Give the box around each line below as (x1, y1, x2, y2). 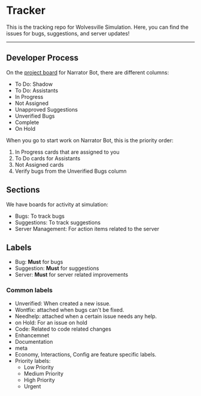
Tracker (6, 4, 46, 17)
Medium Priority (23, 370, 64, 377)
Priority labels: (14, 357, 51, 364)
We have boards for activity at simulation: (6, 200, 109, 208)
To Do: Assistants (14, 86, 59, 94)
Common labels (6, 286, 53, 295)
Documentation (14, 338, 53, 345)
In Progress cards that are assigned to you (14, 148, 120, 155)
